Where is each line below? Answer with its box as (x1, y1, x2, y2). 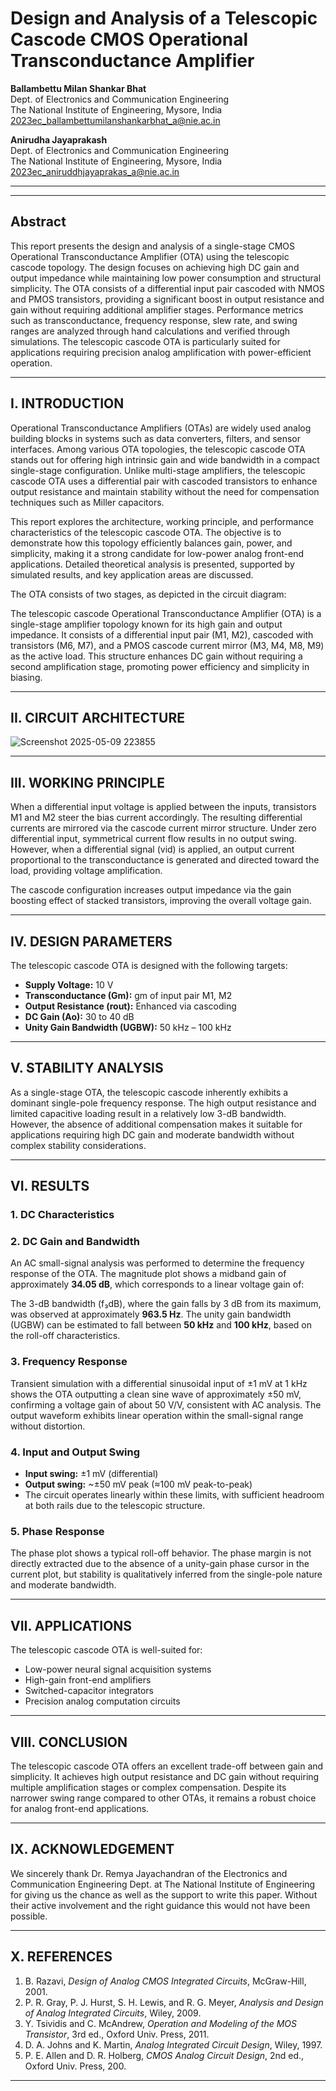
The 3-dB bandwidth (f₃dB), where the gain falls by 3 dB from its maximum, (10, 1298, 322, 1310)
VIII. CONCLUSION (10, 1733, 128, 1751)
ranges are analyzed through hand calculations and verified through (10, 325, 291, 337)
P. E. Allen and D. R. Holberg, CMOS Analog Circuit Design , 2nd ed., (24, 2049, 305, 2061)
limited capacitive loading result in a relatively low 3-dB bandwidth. (10, 1107, 287, 1119)
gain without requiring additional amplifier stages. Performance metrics (10, 303, 304, 316)
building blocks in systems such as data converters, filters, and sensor (10, 432, 302, 444)
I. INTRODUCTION (10, 395, 125, 412)
